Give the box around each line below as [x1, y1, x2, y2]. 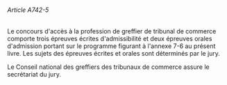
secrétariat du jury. [7, 70, 61, 79]
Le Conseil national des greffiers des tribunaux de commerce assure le [7, 63, 210, 71]
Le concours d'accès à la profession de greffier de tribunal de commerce [7, 27, 217, 36]
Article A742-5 [7, 6, 49, 14]
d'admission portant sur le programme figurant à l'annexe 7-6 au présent [7, 42, 216, 50]
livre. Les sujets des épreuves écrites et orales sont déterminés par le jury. [7, 49, 221, 58]
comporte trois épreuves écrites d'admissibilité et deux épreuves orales [7, 35, 212, 43]
